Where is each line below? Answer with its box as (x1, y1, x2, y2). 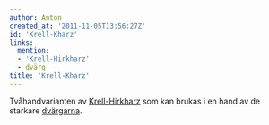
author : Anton (9, 12, 63, 22)
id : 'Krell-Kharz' (9, 29, 78, 38)
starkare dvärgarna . (9, 104, 82, 116)
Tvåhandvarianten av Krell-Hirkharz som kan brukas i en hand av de (9, 96, 261, 106)
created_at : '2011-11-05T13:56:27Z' (9, 21, 146, 30)
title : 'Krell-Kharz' (9, 71, 91, 80)
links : (9, 37, 34, 47)
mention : (17, 46, 50, 55)
